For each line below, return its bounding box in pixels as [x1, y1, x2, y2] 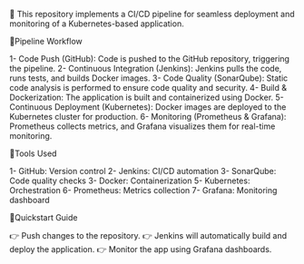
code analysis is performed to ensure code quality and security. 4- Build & [9, 83, 288, 93]
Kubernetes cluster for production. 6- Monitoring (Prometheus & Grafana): [9, 112, 287, 122]
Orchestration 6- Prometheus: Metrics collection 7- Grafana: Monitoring [9, 185, 278, 195]
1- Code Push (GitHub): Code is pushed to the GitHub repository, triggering [9, 54, 290, 64]
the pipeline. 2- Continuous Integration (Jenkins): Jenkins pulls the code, [9, 64, 282, 73]
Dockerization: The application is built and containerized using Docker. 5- [9, 92, 284, 103]
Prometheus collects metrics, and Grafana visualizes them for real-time [9, 121, 276, 132]
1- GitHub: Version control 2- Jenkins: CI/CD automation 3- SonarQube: [9, 166, 277, 176]
